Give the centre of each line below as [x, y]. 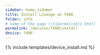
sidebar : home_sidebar [29, 10]
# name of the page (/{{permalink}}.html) [51, 24]
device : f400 [19, 33]
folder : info [19, 19]
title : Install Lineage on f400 [39, 14]
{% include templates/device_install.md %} [50, 47]
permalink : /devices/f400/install [42, 28]
